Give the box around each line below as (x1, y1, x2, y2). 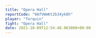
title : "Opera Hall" (5, 7, 49, 12)
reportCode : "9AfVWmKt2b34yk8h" (5, 12, 73, 17)
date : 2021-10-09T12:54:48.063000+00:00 (5, 26, 91, 31)
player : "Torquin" (5, 16, 44, 21)
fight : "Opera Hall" (5, 21, 49, 26)
